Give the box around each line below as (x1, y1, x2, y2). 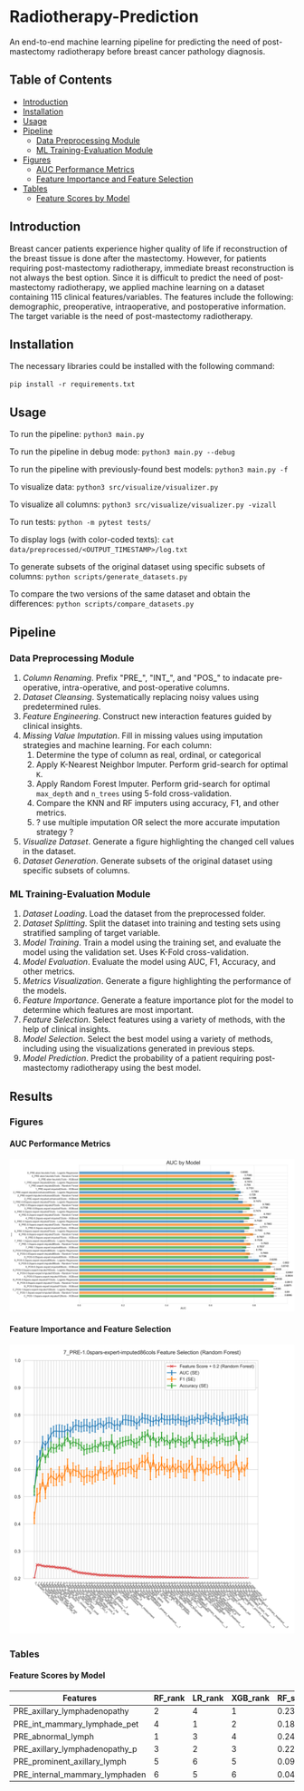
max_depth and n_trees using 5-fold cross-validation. (35, 787, 233, 799)
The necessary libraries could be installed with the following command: (9, 361, 275, 372)
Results (9, 1088, 53, 1104)
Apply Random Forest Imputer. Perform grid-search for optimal (35, 778, 271, 789)
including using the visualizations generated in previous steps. (22, 1043, 255, 1054)
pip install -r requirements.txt (9, 380, 136, 389)
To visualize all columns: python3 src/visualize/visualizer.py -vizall (9, 499, 277, 510)
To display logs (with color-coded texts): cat (9, 534, 175, 545)
